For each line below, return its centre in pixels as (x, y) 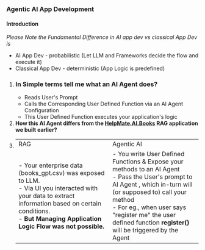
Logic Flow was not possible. (61, 226)
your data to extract (46, 196)
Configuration (41, 110)
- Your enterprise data (50, 165)
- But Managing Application (60, 219)
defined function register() (151, 223)
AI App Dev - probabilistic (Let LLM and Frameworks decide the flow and (107, 55)
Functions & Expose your (148, 162)
